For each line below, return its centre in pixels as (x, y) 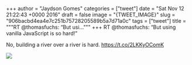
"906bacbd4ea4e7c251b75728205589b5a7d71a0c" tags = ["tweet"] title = (96, 21)
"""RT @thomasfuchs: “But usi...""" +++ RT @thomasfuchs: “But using (91, 27)
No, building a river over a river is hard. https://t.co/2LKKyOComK (85, 45)
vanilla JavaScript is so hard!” (42, 33)
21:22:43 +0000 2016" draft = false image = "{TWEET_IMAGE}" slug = (91, 15)
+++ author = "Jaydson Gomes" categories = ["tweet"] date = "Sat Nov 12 (95, 8)
